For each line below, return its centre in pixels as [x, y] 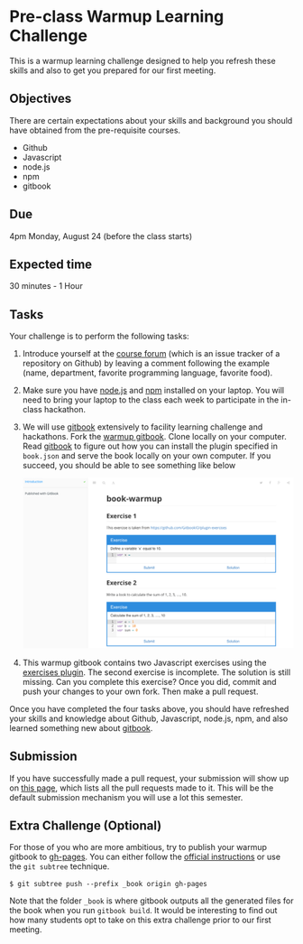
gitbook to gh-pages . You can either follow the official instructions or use [145, 857]
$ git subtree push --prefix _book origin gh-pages [108, 884]
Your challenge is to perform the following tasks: [99, 337]
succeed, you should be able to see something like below [129, 466]
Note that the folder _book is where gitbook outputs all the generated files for [151, 901]
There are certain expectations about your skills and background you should [151, 120]
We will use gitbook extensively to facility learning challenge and [142, 427]
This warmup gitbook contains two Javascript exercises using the [144, 662]
